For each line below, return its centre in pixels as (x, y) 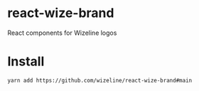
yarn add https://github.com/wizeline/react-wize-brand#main (100, 80)
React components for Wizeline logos (62, 33)
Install (26, 61)
